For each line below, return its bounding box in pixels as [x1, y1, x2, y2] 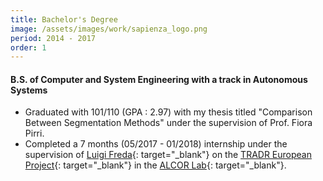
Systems [10, 84, 48, 96]
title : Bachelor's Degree [10, 14, 118, 25]
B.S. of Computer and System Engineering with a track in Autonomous [10, 73, 308, 85]
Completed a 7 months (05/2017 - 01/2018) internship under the [24, 138, 288, 150]
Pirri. [24, 127, 45, 140]
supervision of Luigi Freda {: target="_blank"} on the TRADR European [24, 149, 312, 161]
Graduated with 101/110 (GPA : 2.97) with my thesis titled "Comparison [24, 106, 313, 118]
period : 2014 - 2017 [10, 33, 97, 43]
